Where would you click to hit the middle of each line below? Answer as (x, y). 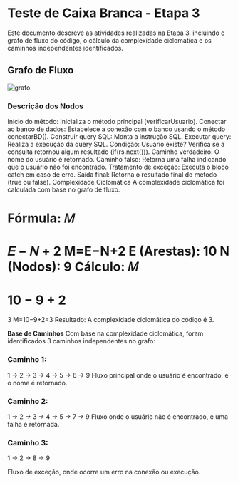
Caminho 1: (27, 360)
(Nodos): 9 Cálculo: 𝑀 (73, 267)
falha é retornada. (33, 424)
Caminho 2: (28, 401)
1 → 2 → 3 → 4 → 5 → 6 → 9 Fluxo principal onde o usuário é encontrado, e (118, 375)
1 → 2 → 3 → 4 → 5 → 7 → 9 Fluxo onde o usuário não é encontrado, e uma (118, 416)
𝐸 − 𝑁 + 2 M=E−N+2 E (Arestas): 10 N (119, 251)
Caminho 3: (28, 442)
